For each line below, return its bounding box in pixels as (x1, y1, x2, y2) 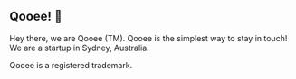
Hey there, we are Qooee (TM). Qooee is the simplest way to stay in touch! (9, 32, 288, 43)
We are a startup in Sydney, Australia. (9, 42, 149, 53)
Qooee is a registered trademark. (9, 59, 133, 70)
